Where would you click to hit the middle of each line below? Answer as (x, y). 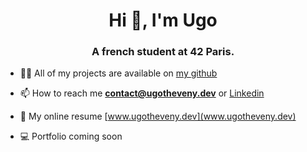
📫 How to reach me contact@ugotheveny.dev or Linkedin (142, 93)
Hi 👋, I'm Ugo (163, 20)
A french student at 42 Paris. (163, 52)
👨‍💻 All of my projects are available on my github (118, 73)
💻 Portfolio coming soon (71, 136)
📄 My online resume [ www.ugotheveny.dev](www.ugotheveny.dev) (158, 116)
